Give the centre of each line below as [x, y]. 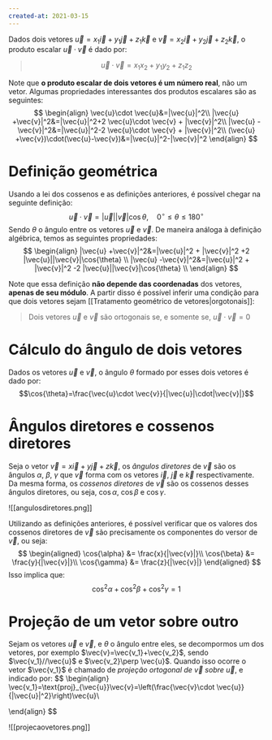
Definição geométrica [83, 172]
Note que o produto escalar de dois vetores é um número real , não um [128, 83]
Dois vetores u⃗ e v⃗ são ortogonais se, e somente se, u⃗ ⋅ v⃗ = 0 [139, 317]
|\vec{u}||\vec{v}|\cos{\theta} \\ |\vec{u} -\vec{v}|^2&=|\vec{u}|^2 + [136, 259]
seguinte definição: [41, 203]
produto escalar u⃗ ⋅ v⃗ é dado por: [68, 50]
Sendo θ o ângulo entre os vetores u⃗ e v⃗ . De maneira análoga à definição [135, 229]
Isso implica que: [37, 574]
